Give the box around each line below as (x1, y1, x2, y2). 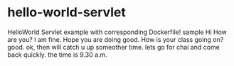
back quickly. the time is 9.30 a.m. (7, 50, 108, 59)
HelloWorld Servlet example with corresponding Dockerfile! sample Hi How (7, 28, 228, 36)
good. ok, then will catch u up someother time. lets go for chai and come (7, 43, 220, 51)
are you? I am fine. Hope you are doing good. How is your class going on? (7, 35, 224, 43)
